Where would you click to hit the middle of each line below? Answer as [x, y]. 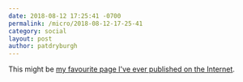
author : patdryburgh [43, 46]
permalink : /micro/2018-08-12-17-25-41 [76, 24]
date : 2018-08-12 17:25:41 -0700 [65, 16]
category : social [38, 31]
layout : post [30, 39]
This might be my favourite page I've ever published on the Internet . [122, 69]
